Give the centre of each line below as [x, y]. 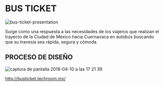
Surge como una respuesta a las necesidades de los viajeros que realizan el [82, 31]
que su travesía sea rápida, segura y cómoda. [51, 42]
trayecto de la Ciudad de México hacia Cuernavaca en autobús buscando [80, 37]
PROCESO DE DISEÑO [39, 57]
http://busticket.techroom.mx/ [35, 78]
